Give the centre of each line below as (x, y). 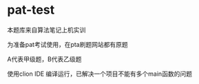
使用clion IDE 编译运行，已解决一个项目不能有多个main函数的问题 (100, 74)
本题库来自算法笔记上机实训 (46, 30)
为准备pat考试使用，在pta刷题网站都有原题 (68, 44)
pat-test (31, 10)
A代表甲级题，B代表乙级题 (44, 59)
